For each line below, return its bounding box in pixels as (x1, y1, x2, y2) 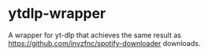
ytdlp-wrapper (8, 5, 106, 23)
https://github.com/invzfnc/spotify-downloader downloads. (8, 38, 201, 47)
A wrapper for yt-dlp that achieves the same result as (8, 30, 181, 40)
